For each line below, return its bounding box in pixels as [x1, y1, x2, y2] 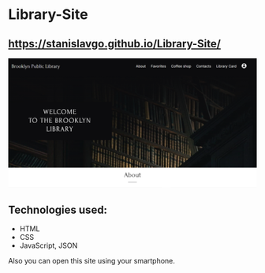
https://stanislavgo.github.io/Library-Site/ [8, 37, 221, 50]
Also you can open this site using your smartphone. [8, 256, 176, 266]
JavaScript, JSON [19, 241, 78, 250]
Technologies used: [8, 203, 108, 216]
